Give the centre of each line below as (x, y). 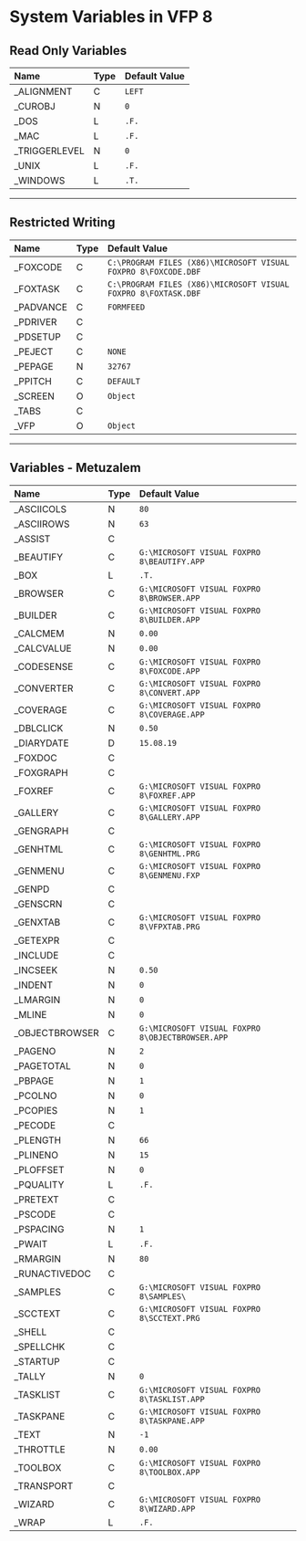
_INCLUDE (36, 955)
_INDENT (33, 985)
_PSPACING (39, 1229)
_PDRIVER (36, 321)
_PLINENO (36, 1155)
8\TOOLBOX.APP (170, 1472)
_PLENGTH (38, 1140)
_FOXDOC (36, 758)
